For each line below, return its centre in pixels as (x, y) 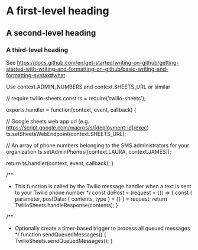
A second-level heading (51, 33)
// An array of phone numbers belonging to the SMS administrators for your (98, 145)
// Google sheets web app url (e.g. (48, 121)
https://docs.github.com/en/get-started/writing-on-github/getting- (98, 62)
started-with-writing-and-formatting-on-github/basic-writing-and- (87, 69)
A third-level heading (37, 50)
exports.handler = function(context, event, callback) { (72, 110)
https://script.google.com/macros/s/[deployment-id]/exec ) (78, 127)
